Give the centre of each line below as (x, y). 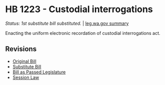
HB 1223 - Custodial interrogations (79, 9)
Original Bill (24, 61)
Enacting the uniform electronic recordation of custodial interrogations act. (83, 33)
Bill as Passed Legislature (39, 72)
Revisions (21, 49)
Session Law (26, 77)
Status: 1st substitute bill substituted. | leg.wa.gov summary (67, 23)
